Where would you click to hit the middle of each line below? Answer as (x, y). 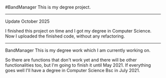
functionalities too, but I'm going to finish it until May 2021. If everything (78, 65)
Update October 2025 (27, 21)
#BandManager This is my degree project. (48, 7)
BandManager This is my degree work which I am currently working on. (78, 50)
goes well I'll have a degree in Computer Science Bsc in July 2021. (73, 70)
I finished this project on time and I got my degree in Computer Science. (78, 31)
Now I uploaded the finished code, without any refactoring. (65, 36)
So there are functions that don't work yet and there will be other (71, 60)
